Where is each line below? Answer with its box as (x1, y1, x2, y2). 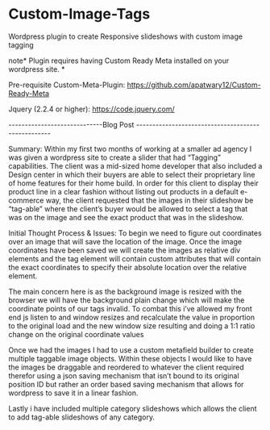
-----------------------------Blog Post (8, 119, 135, 129)
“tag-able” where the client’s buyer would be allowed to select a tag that (8, 203, 248, 214)
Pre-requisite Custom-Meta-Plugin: (8, 80, 126, 90)
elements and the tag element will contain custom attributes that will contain (8, 253, 262, 263)
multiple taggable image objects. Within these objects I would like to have (8, 353, 252, 363)
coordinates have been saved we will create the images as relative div (8, 245, 241, 255)
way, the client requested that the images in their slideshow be (45, 195, 254, 205)
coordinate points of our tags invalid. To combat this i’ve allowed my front (8, 303, 252, 313)
